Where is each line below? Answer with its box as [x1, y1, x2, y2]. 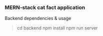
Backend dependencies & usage [4, 15, 71, 21]
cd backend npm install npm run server [16, 25, 98, 31]
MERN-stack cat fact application [4, 4, 85, 11]
